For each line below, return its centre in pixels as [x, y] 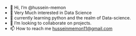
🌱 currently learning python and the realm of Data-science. [70, 18]
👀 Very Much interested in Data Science [51, 13]
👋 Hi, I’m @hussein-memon [38, 8]
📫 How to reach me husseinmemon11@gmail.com [61, 28]
